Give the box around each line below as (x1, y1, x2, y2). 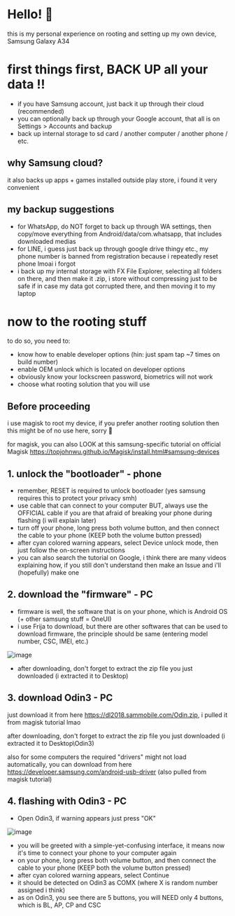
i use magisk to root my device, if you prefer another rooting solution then (7, 419, 220, 428)
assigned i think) (17, 886, 65, 894)
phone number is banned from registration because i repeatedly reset (17, 252, 218, 260)
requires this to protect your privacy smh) (17, 494, 138, 503)
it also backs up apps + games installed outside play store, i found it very (7, 175, 218, 184)
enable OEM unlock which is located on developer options (17, 365, 185, 374)
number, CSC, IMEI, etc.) (17, 637, 89, 645)
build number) (17, 357, 58, 367)
